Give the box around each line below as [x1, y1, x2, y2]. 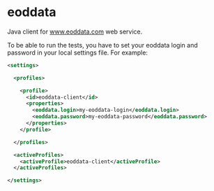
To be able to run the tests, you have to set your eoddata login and [7, 41, 199, 49]
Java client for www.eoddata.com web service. [7, 27, 143, 36]
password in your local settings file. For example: [7, 48, 148, 57]
